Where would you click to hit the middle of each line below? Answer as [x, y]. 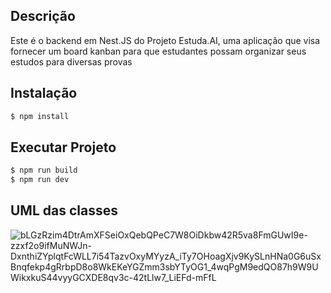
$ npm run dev [40, 180]
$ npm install [40, 116]
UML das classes [64, 210]
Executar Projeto [63, 147]
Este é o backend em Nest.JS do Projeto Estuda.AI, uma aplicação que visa [165, 40]
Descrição [43, 16]
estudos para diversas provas [71, 61]
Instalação [44, 93]
